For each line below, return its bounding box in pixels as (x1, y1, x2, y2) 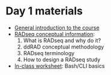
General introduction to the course (14, 24, 100, 31)
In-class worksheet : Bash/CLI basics (14, 62, 105, 70)
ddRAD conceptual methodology (23, 43, 104, 50)
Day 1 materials (5, 4, 83, 18)
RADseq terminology (23, 49, 75, 56)
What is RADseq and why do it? (23, 37, 101, 44)
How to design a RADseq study (23, 56, 101, 63)
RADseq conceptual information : (14, 30, 95, 37)
